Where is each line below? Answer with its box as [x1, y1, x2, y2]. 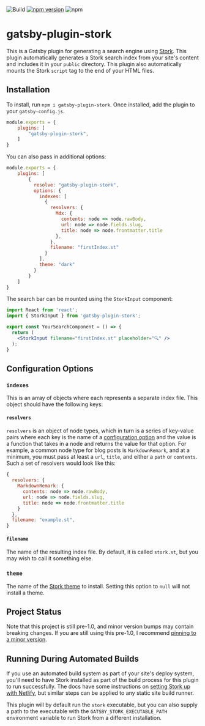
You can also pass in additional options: [6, 153, 106, 160]
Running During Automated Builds [6, 653, 139, 664]
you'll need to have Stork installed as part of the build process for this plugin [6, 676, 199, 684]
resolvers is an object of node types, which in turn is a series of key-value [6, 427, 194, 434]
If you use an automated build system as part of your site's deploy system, [6, 670, 195, 677]
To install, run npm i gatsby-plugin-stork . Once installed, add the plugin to [6, 101, 195, 108]
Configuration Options [6, 363, 94, 374]
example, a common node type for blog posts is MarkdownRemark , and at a [6, 446, 190, 454]
